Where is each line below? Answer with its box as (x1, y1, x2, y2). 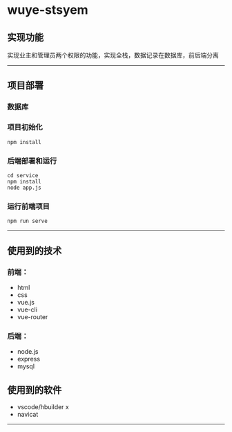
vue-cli (17, 305, 38, 314)
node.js (17, 348, 39, 356)
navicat (17, 411, 39, 418)
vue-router (17, 312, 48, 321)
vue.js (17, 298, 35, 306)
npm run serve (7, 217, 48, 225)
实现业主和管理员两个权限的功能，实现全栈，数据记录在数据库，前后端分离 (7, 51, 219, 59)
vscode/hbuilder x (17, 403, 69, 411)
